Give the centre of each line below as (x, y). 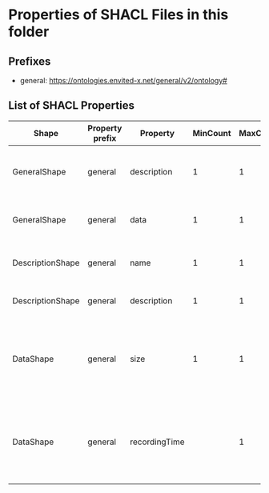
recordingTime (157, 442)
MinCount (212, 133)
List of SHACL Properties (71, 106)
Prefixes (30, 61)
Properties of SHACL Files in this (118, 15)
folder (29, 32)
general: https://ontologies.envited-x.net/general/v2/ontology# (124, 80)
